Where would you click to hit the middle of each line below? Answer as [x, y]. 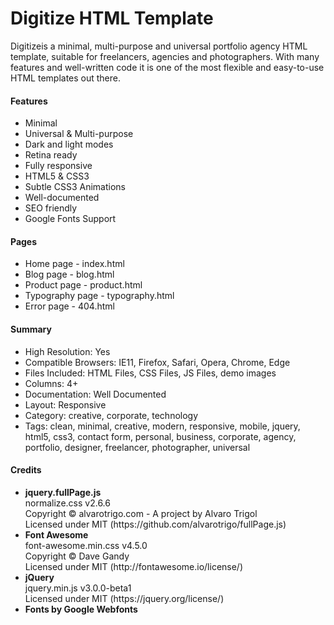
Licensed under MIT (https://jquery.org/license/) [124, 598]
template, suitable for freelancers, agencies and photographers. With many [165, 56]
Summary [31, 329]
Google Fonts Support [70, 219]
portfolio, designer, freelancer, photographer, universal [137, 447]
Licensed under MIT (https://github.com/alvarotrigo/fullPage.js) [155, 524]
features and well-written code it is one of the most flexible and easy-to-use [167, 67]
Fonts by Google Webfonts [81, 609]
